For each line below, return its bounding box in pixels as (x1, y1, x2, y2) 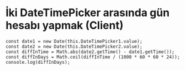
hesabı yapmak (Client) (5, 18, 124, 32)
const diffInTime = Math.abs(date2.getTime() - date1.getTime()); (5, 48, 175, 55)
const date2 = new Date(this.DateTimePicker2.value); (5, 44, 143, 50)
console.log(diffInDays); (5, 59, 70, 65)
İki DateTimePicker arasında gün (5, 6, 170, 20)
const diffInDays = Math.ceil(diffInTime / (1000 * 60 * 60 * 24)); (5, 54, 180, 60)
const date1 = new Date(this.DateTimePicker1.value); (5, 38, 143, 44)
